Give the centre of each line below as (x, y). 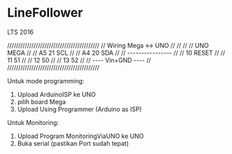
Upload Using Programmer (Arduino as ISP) (80, 109)
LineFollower (45, 13)
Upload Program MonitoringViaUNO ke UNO (81, 136)
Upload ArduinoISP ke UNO (56, 94)
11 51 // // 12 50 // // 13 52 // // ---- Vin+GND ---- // (79, 60)
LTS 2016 (20, 32)
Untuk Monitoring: (33, 122)
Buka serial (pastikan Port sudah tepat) (73, 143)
